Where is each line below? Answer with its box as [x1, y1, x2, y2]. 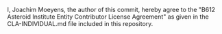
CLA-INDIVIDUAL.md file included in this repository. [7, 20, 153, 27]
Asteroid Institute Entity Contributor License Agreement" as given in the [7, 13, 209, 21]
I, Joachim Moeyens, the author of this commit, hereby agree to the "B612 [7, 6, 216, 13]
